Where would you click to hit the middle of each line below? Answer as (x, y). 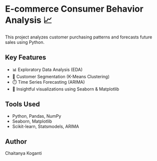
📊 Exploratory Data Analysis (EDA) (47, 70)
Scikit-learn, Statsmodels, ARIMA (45, 126)
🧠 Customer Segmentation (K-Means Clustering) (61, 76)
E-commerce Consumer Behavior (74, 9)
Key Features (26, 58)
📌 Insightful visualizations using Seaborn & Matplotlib (66, 89)
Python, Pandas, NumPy (37, 116)
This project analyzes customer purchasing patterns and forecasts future (79, 37)
